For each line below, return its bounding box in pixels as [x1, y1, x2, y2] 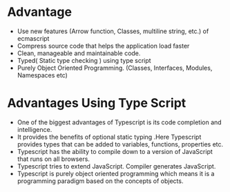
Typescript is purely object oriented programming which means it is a [17, 169, 215, 177]
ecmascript [17, 34, 50, 42]
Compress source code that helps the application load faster [17, 41, 190, 50]
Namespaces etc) [17, 70, 68, 79]
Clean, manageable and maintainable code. [17, 49, 141, 57]
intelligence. [17, 125, 52, 133]
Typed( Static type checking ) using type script [17, 56, 151, 64]
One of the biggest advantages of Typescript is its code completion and [17, 118, 222, 126]
